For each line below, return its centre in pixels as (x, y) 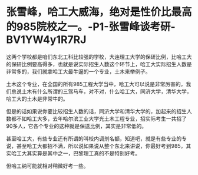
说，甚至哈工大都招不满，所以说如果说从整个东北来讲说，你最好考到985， (96, 146)
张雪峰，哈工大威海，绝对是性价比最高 (99, 12)
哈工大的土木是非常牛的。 (37, 98)
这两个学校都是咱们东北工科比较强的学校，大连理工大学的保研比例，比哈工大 (99, 57)
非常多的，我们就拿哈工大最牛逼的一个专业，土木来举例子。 (78, 71)
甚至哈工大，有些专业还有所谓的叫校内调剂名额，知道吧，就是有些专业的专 (96, 138)
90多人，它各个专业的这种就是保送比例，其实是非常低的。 (77, 126)
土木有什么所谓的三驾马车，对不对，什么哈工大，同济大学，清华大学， (107, 91)
